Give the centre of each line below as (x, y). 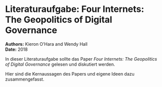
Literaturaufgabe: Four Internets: (75, 9)
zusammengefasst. (25, 79)
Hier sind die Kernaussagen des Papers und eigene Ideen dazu (70, 74)
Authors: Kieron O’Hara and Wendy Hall (46, 44)
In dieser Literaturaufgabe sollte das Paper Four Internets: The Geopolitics (81, 59)
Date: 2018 (16, 49)
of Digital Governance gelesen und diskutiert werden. (60, 64)
